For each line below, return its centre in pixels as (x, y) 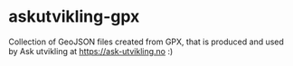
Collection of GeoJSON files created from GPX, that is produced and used (146, 42)
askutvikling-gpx (74, 17)
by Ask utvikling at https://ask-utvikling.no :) (91, 51)
